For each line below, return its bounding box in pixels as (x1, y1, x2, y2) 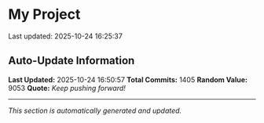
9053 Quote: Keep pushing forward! (8, 83, 126, 92)
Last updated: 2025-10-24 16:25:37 (8, 31, 123, 41)
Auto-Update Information (8, 54, 135, 67)
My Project (8, 5, 81, 24)
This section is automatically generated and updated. (8, 106, 182, 115)
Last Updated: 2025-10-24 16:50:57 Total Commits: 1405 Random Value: (8, 74, 247, 84)
